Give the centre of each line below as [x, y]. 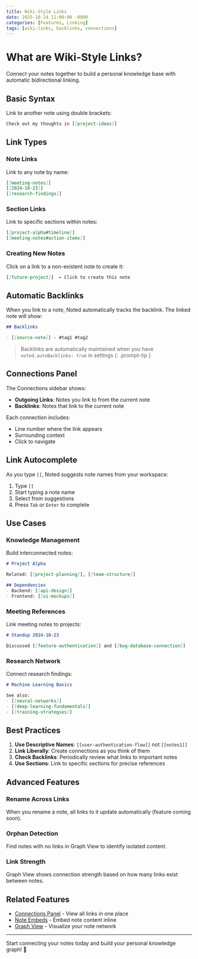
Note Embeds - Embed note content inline [65, 920]
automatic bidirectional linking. [43, 80]
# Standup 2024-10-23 [33, 635]
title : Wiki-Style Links [37, 12]
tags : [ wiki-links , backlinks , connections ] [62, 28]
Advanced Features [43, 782]
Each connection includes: [38, 417]
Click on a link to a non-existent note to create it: [65, 266]
